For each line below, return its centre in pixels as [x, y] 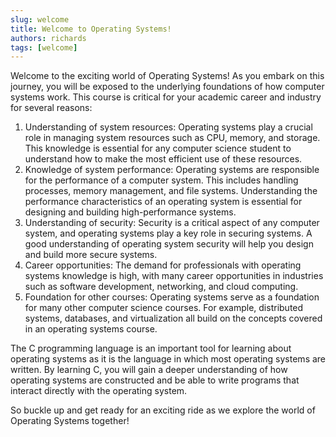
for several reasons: [51, 108]
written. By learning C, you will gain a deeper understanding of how [149, 370]
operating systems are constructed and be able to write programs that [155, 380]
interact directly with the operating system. [99, 391]
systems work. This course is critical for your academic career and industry [166, 97]
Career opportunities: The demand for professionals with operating [163, 265]
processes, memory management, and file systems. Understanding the [171, 191]
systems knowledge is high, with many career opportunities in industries [174, 276]
